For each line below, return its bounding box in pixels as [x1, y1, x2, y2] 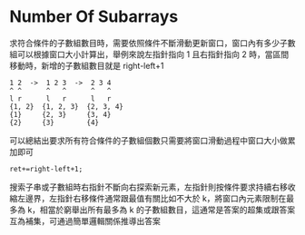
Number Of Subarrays [9, 6, 179, 27]
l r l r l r [9, 93, 112, 103]
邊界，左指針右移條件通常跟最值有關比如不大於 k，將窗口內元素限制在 [25, 192, 287, 203]
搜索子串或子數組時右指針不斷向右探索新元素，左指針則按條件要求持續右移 [9, 181, 288, 192]
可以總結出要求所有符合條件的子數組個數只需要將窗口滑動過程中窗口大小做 [9, 134, 288, 146]
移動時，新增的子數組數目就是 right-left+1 [9, 60, 164, 71]
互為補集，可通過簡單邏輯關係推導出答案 [9, 215, 161, 226]
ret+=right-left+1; [9, 164, 84, 173]
